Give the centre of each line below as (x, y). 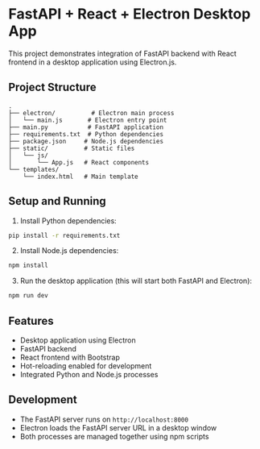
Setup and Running (57, 201)
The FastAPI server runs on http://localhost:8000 (104, 419)
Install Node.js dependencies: (69, 251)
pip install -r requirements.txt (64, 235)
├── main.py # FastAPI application (86, 127)
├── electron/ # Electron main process (91, 113)
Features (31, 320)
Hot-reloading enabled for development (86, 366)
